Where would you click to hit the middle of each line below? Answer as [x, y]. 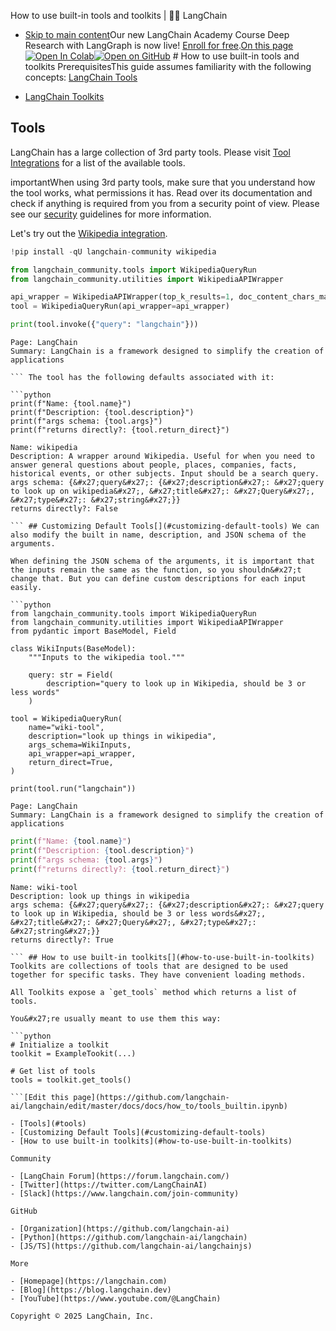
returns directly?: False [64, 509]
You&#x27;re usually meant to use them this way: [116, 1018]
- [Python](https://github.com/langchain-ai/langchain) [129, 1237]
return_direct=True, [71, 763]
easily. [26, 588]
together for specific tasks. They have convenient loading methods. [158, 975]
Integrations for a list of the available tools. [98, 162]
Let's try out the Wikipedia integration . [89, 233]
